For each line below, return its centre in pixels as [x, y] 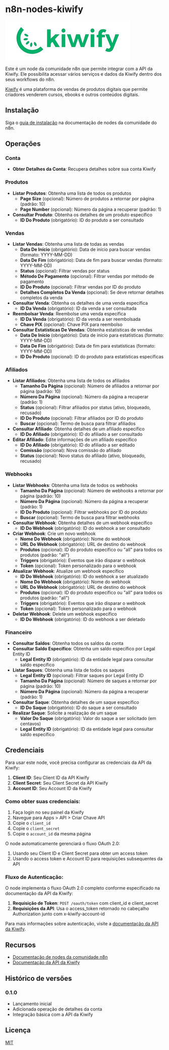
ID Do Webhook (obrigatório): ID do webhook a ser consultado [85, 528]
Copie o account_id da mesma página [52, 834]
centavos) [31, 724]
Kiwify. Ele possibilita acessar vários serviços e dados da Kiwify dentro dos [83, 74]
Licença [18, 1030]
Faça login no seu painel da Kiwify [48, 812]
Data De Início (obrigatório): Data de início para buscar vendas [85, 250]
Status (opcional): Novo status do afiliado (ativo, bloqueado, [83, 456]
